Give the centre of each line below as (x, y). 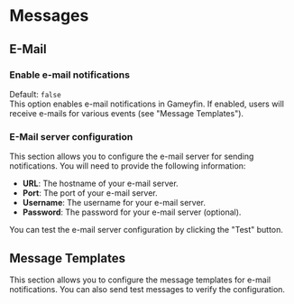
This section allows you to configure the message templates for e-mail (140, 280)
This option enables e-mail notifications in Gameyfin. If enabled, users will (147, 104)
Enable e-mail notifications (70, 75)
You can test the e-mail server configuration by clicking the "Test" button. (147, 230)
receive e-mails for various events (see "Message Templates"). (127, 113)
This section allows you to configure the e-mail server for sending (132, 157)
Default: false (35, 94)
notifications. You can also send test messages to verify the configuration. (147, 289)
